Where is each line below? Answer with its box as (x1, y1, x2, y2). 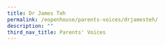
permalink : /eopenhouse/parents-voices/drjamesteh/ (7, 16, 158, 23)
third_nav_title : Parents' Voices (7, 28, 107, 36)
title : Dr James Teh (7, 9, 67, 17)
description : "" (7, 22, 54, 29)
